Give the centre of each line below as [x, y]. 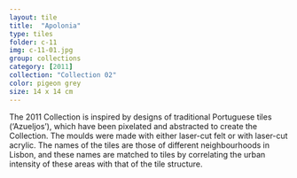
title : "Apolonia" [45, 26]
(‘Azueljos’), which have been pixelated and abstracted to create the [133, 126]
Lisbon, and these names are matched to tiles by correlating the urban [137, 154]
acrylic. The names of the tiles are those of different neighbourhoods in [140, 145]
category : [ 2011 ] [41, 67]
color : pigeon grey [45, 83]
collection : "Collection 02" [63, 75]
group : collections [45, 58]
